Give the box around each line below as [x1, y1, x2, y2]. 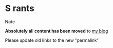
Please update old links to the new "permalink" [5, 37, 99, 43]
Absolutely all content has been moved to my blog [5, 28, 108, 34]
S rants [5, 3, 35, 14]
